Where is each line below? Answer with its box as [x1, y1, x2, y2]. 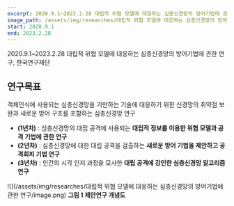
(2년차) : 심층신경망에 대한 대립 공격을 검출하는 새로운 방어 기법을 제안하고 [17, 141, 219, 150]
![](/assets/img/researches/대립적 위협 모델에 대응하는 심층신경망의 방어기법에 [7, 182, 224, 191]
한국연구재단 [16, 58, 51, 67]
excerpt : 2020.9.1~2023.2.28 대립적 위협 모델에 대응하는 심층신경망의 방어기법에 [7, 10, 220, 17]
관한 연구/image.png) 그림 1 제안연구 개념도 [7, 191, 126, 199]
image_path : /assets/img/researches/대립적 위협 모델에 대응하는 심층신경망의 [7, 17, 215, 24]
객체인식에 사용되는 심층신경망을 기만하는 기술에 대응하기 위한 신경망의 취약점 [7, 100, 218, 109]
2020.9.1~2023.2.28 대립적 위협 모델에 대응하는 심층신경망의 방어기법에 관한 [7, 49, 217, 58]
